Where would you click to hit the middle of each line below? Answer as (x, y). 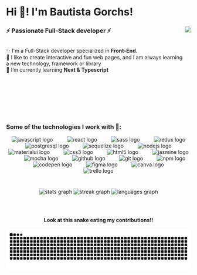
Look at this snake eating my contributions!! (98, 220)
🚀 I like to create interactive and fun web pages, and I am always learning (94, 57)
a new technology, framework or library (54, 63)
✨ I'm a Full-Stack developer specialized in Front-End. (72, 51)
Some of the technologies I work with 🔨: (64, 127)
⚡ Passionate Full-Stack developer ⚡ (59, 31)
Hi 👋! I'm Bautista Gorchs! (70, 12)
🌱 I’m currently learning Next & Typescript (57, 69)
